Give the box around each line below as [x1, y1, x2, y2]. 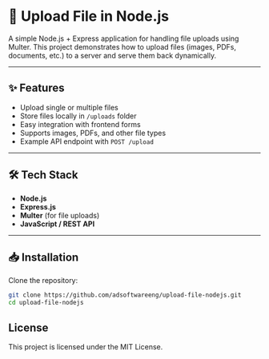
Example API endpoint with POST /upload [19, 136, 155, 146]
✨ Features [8, 82, 65, 95]
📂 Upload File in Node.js [8, 7, 170, 26]
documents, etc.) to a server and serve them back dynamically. [8, 50, 217, 60]
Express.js [19, 201, 56, 211]
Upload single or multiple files [19, 102, 118, 112]
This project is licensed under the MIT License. [8, 341, 163, 351]
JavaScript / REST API [19, 219, 95, 229]
